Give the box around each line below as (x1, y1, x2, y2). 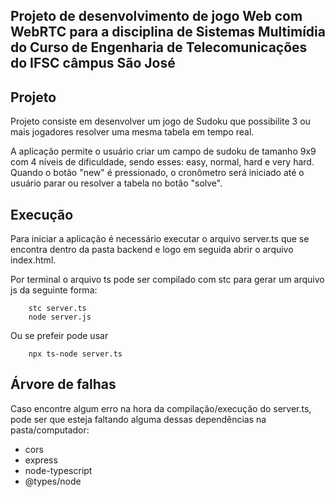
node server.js (28, 312, 92, 323)
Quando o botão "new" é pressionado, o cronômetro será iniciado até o (10, 167, 305, 179)
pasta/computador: (10, 424, 90, 436)
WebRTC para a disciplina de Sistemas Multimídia (10, 24, 326, 41)
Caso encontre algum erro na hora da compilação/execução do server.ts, (10, 402, 312, 414)
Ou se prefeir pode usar (10, 330, 109, 342)
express (24, 454, 58, 466)
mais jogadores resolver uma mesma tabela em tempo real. (10, 126, 255, 138)
